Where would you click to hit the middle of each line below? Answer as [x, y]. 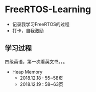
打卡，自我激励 [28, 30]
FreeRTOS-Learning [48, 9]
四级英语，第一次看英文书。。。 [36, 61]
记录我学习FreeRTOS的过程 [41, 24]
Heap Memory [27, 72]
